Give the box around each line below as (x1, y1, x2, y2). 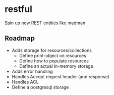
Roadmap (4, 34, 35, 43)
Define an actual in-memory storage (19, 63, 94, 69)
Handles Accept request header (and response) (11, 73, 110, 80)
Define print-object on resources (19, 52, 86, 58)
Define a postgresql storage (11, 84, 69, 90)
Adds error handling (11, 68, 53, 74)
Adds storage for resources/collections (11, 47, 92, 53)
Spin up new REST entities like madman (4, 20, 86, 26)
